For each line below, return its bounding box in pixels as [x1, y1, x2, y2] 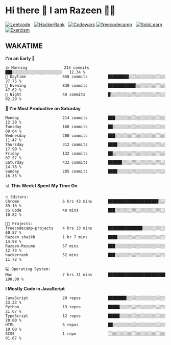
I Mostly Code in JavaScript [5, 285, 65, 291]
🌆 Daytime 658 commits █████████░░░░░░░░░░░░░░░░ [5, 74, 166, 79]
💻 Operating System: [5, 266, 51, 272]
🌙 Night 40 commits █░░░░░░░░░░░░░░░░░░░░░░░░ [5, 92, 166, 97]
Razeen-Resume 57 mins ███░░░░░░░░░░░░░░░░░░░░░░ [5, 243, 166, 249]
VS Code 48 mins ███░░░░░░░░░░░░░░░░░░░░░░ [5, 208, 166, 213]
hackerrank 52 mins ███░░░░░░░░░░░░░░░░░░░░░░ [5, 252, 166, 257]
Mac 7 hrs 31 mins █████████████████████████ [5, 272, 166, 277]
